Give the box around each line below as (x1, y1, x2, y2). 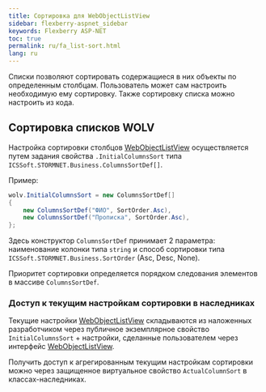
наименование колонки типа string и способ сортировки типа (8, 245, 225, 254)
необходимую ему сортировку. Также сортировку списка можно (8, 89, 235, 98)
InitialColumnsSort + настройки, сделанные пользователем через (8, 333, 239, 343)
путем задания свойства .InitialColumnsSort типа (8, 151, 182, 160)
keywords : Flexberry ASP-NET (8, 27, 107, 35)
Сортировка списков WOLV (8, 121, 155, 134)
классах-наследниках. (8, 374, 87, 385)
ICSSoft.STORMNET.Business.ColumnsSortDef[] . (8, 160, 163, 169)
